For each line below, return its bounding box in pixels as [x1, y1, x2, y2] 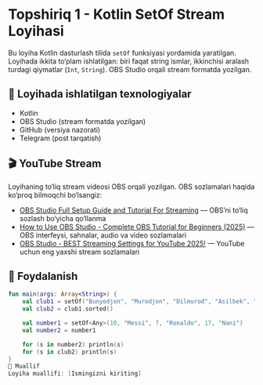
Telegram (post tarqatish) [19, 133, 102, 143]
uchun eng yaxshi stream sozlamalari [19, 247, 140, 256]
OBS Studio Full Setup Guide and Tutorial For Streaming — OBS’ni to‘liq [19, 205, 248, 215]
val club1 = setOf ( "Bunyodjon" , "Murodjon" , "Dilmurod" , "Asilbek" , [22, 298, 250, 306]
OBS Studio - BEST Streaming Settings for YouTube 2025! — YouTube [19, 238, 245, 248]
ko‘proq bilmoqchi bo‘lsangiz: [8, 190, 103, 199]
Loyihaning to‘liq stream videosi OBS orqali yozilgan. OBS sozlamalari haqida [8, 182, 255, 191]
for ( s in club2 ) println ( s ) [22, 347, 117, 356]
